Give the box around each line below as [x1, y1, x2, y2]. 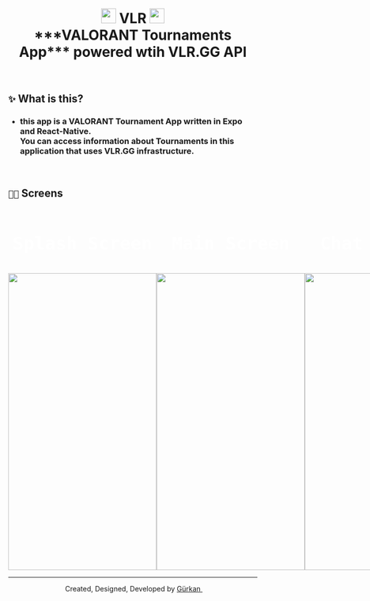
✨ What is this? [8, 92, 84, 106]
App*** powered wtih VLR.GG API [18, 44, 247, 61]
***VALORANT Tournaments [34, 26, 232, 44]
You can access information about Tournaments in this [19, 135, 235, 146]
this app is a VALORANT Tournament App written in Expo [19, 116, 243, 127]
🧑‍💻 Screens [8, 187, 63, 200]
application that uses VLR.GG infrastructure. [19, 146, 195, 157]
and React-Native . [19, 126, 92, 137]
